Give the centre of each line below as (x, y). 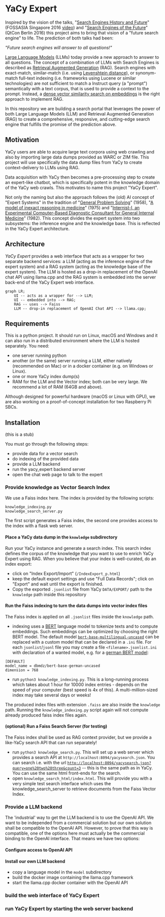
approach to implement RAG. (34, 99)
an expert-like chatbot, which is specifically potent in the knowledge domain (82, 182)
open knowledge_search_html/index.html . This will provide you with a (82, 778)
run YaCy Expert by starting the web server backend (69, 909)
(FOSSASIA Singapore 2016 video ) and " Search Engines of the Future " (77, 27)
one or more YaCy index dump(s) (46, 377)
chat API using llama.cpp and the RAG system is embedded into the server (81, 277)
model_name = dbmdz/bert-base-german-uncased (52, 666)
